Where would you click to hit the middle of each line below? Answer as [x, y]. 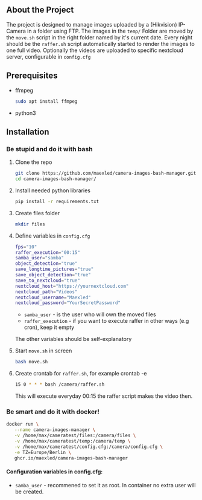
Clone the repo [33, 162]
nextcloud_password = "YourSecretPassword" [68, 303]
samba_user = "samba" [39, 258]
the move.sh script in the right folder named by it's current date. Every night [99, 37]
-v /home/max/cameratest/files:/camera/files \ [75, 436]
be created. [29, 492]
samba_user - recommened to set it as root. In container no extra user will [105, 485]
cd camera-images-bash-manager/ [55, 179]
